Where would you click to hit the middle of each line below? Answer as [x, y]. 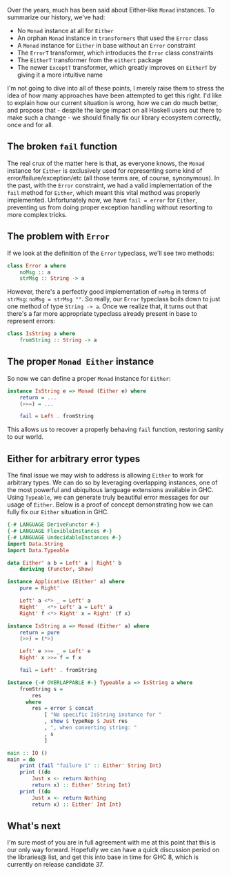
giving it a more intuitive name [60, 75]
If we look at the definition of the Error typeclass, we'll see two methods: [111, 253]
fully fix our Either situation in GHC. [58, 512]
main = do [21, 760]
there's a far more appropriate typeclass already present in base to [102, 314]
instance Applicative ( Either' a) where [66, 582]
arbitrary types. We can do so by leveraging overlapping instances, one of [112, 482]
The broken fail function [62, 147]
